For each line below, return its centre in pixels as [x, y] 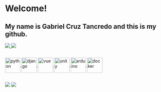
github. [16, 34]
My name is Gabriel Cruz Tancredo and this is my [81, 27]
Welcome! [26, 9]
